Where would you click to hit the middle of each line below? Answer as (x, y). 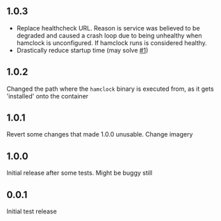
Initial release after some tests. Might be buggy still (80, 173)
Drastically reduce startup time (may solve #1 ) (82, 50)
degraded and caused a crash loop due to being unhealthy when (109, 35)
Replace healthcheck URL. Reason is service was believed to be (108, 28)
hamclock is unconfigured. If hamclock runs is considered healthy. (112, 43)
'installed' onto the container (48, 96)
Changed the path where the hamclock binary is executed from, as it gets (110, 89)
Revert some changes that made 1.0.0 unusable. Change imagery (100, 134)
